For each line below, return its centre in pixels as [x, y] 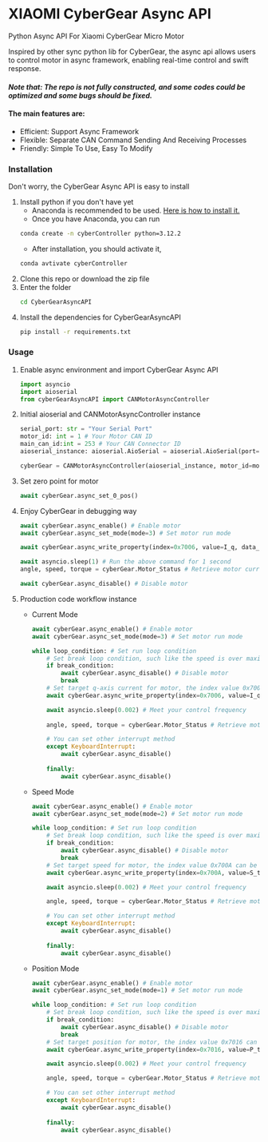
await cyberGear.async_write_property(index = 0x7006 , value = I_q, [129, 547]
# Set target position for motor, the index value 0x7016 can [152, 1042]
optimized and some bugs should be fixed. [81, 95]
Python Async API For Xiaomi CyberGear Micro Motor [97, 36]
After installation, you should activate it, [97, 249]
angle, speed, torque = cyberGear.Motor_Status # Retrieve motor [130, 569]
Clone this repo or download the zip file [85, 279]
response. [25, 68]
